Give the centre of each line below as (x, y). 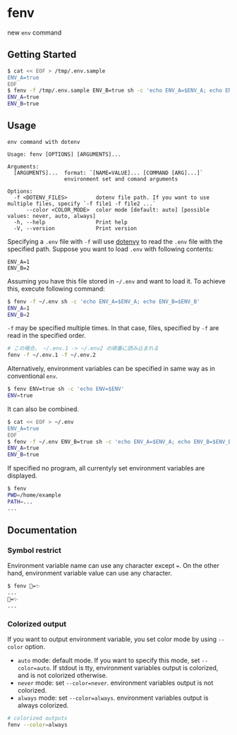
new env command (35, 32)
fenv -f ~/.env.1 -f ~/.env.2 (52, 355)
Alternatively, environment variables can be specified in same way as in (111, 369)
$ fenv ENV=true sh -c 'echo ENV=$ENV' (66, 389)
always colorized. (43, 705)
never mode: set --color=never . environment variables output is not (115, 683)
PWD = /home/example (34, 495)
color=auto (34, 669)
